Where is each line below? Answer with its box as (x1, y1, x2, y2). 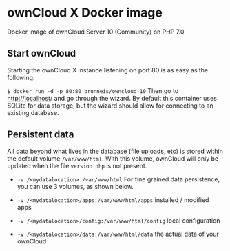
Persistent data (7, 129, 74, 141)
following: (7, 73, 35, 81)
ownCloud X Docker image (7, 5, 163, 21)
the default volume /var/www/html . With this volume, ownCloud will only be (7, 154, 219, 163)
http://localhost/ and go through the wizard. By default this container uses (7, 94, 217, 102)
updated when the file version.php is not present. (7, 161, 147, 170)
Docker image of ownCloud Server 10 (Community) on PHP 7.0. (7, 28, 186, 36)
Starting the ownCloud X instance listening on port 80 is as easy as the (7, 66, 209, 74)
